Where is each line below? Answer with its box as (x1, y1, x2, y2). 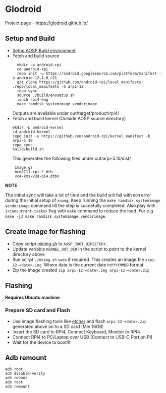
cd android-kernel (12, 129, 51, 134)
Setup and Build (5, 34, 55, 43)
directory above (12, 251, 45, 257)
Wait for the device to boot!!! (12, 339, 71, 345)
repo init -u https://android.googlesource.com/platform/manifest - (17, 71, 162, 76)
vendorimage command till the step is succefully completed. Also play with (5, 202, 156, 208)
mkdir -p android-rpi (17, 62, 62, 67)
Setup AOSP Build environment (12, 47, 76, 53)
